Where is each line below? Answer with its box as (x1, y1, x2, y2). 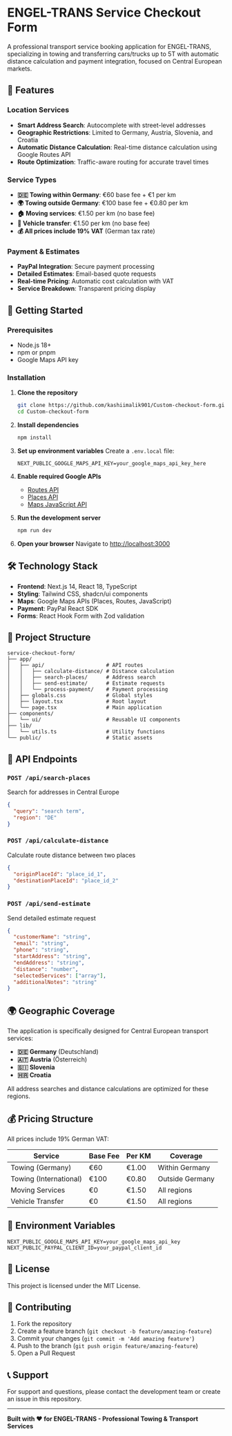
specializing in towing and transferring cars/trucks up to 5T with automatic (7, 50, 220, 58)
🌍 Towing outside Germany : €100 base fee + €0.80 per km (17, 198, 188, 207)
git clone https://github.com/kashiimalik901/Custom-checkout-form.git (17, 402, 228, 409)
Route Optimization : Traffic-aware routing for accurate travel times (17, 158, 209, 166)
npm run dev (17, 527, 52, 533)
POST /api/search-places (7, 774, 91, 782)
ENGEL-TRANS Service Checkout (7, 5, 202, 21)
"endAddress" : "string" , (13, 959, 85, 966)
